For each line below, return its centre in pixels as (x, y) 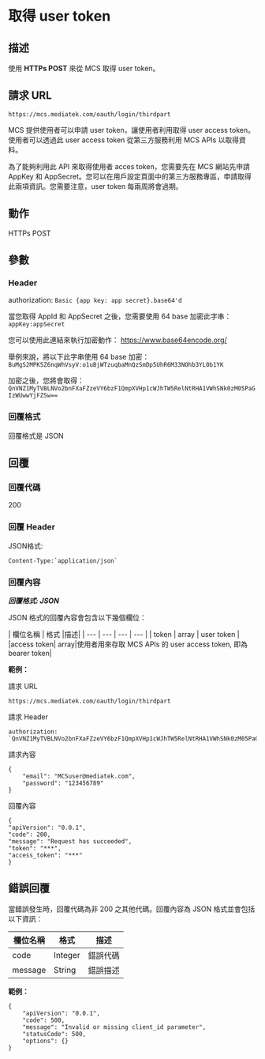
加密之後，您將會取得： (46, 381)
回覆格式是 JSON (36, 435)
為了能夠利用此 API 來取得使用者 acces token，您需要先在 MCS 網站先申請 (129, 166)
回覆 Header (32, 527)
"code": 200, (30, 835)
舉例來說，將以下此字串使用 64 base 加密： (79, 357)
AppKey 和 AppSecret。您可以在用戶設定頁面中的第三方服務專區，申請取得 (130, 176)
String (65, 970)
